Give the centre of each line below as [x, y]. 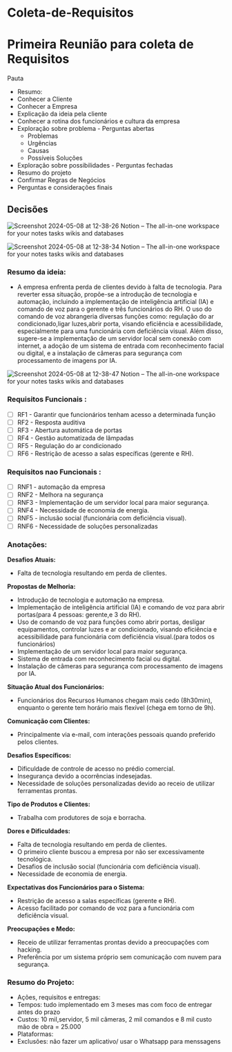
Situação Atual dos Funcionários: [56, 686]
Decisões [28, 209]
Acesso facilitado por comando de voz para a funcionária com [106, 908]
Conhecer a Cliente [45, 99]
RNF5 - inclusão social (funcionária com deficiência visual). [102, 518]
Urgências [42, 143]
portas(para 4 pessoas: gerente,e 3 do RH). [79, 614]
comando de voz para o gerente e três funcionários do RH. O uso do [114, 309]
